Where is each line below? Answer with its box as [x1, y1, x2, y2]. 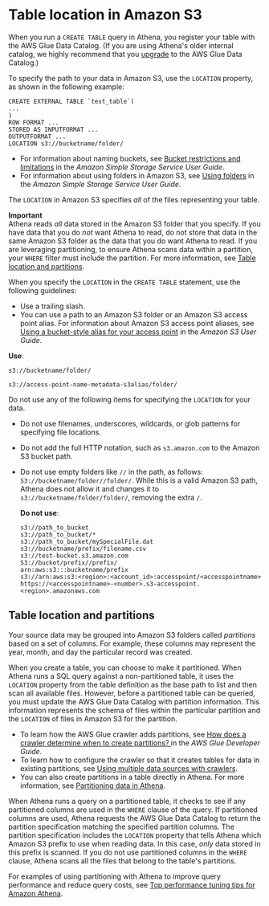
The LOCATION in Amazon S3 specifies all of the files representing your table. [8, 194, 260, 204]
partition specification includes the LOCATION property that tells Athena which [8, 830, 262, 840]
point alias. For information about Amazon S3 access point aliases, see [19, 318, 255, 328]
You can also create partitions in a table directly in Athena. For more [19, 772, 245, 782]
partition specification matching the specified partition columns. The [8, 822, 235, 831]
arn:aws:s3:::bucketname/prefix [19, 565, 128, 573]
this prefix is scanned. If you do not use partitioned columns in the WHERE [8, 847, 247, 857]
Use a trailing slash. [19, 301, 86, 311]
